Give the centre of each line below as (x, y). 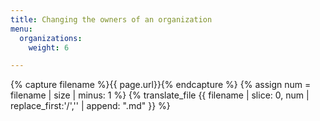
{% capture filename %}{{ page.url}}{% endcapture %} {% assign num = (161, 85)
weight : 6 (49, 47)
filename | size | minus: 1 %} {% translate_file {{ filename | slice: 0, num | (160, 95)
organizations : (51, 38)
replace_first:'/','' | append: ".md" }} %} (90, 106)
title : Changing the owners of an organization (111, 19)
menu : (21, 29)
